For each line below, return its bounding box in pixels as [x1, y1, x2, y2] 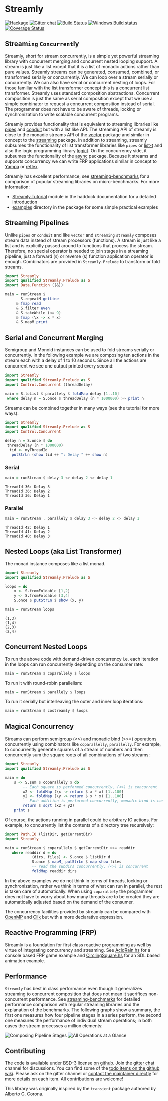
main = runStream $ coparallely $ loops [5, 671, 91, 676]
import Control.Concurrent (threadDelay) [5, 382, 93, 387]
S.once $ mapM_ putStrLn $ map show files [31, 859, 122, 864]
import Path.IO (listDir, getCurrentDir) [5, 832, 93, 837]
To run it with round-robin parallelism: [5, 680, 83, 686]
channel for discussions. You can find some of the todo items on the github [5, 1065, 160, 1071]
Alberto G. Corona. [5, 1091, 44, 1097]
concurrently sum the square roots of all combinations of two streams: [5, 752, 150, 758]
